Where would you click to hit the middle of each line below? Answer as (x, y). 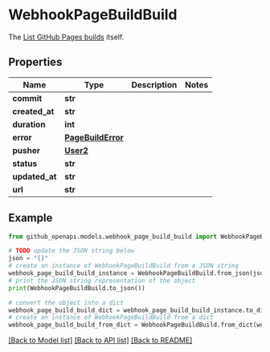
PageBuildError (94, 137)
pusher (27, 150)
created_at (33, 111)
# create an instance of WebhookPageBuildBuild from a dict (111, 318)
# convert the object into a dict (66, 302)
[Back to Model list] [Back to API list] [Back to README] (100, 340)
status (25, 164)
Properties (35, 62)
